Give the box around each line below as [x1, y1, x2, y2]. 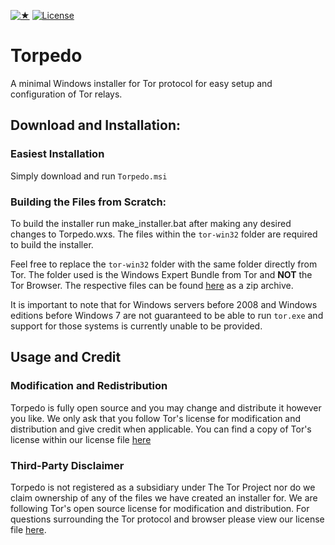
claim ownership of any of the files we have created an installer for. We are [10, 491, 318, 504]
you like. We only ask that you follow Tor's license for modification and [10, 412, 302, 424]
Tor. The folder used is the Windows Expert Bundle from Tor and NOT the [10, 268, 313, 280]
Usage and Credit [10, 349, 122, 366]
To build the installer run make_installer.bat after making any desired [10, 217, 292, 229]
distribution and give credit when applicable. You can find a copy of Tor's [10, 423, 312, 435]
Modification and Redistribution [10, 379, 168, 393]
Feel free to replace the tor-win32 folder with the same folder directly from [10, 258, 318, 270]
